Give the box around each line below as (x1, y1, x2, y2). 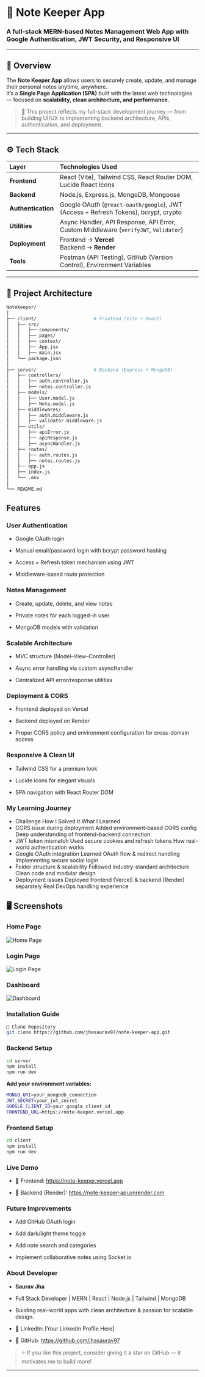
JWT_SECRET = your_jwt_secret (6, 1098, 78, 1104)
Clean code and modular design (15, 869, 96, 876)
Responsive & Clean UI (6, 751, 75, 760)
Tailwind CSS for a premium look (15, 765, 98, 772)
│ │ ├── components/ (6, 327, 70, 333)
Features (6, 503, 41, 513)
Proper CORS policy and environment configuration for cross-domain (15, 729, 189, 736)
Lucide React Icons (60, 180, 115, 189)
